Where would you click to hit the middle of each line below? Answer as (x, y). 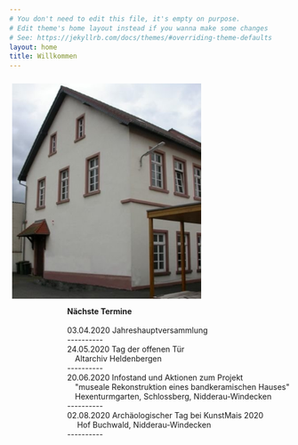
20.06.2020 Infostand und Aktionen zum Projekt (155, 377)
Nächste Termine (100, 311)
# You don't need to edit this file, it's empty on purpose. (125, 19)
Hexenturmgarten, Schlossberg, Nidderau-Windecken (173, 396)
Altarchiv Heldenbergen (119, 358)
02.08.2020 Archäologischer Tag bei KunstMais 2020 (165, 415)
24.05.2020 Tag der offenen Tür (126, 349)
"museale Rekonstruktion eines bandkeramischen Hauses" (182, 386)
